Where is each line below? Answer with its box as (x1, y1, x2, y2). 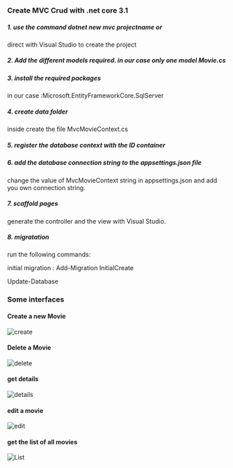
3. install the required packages (7, 74, 102, 82)
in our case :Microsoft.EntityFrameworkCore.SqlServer (7, 91, 164, 100)
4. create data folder (7, 107, 68, 116)
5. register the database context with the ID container (7, 141, 166, 149)
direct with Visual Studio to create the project (7, 40, 137, 49)
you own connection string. (7, 183, 86, 192)
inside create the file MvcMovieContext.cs (7, 125, 129, 134)
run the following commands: (7, 250, 91, 259)
